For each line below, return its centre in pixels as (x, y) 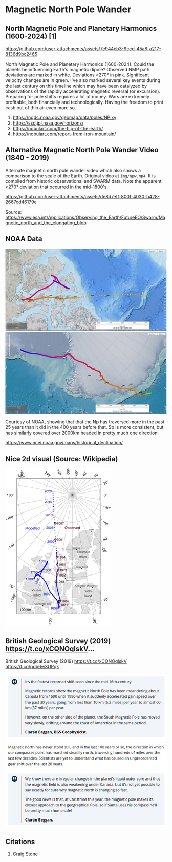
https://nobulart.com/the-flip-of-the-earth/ (58, 128)
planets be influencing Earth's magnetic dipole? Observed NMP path (78, 69)
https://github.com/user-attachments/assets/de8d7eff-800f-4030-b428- (83, 196)
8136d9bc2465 (21, 54)
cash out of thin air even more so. (41, 108)
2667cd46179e (21, 202)
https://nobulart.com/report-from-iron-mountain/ (64, 134)
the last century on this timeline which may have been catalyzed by (76, 86)
